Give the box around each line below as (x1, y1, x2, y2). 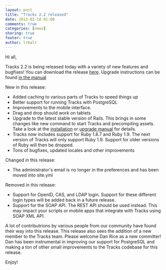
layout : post (5, 7, 33, 13)
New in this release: (5, 84, 46, 90)
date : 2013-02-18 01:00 (5, 17, 55, 22)
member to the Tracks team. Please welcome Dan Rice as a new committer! (5, 233, 161, 239)
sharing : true (5, 31, 35, 36)
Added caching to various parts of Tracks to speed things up (12, 94, 138, 100)
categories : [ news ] (5, 26, 46, 31)
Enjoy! (5, 259, 19, 265)
